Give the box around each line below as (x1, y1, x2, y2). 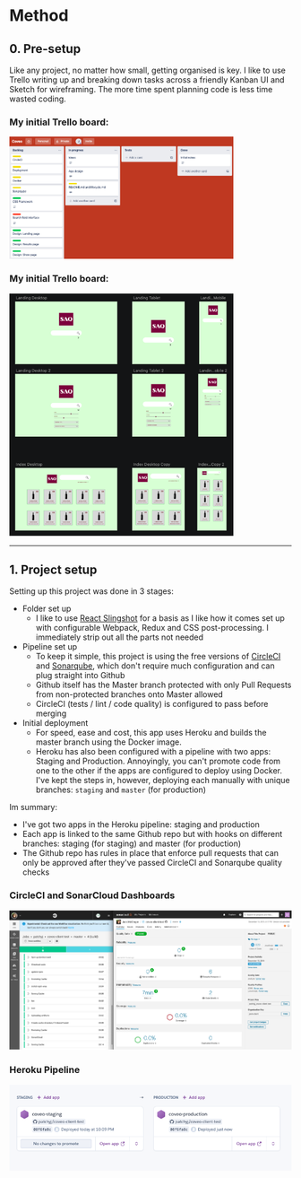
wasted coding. (9, 93, 67, 104)
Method (9, 5, 69, 26)
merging (35, 708, 67, 719)
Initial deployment (21, 718, 89, 729)
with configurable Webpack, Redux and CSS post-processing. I (35, 623, 269, 633)
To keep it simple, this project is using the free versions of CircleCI (35, 651, 281, 662)
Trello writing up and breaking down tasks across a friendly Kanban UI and (9, 74, 285, 85)
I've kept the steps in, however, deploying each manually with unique (35, 775, 291, 786)
